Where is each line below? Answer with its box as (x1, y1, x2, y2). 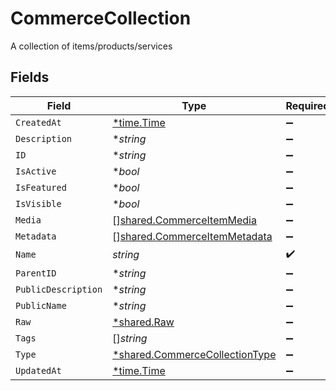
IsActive (15, 165, 57, 177)
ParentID (15, 267, 57, 279)
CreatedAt (15, 117, 62, 128)
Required (285, 98, 330, 112)
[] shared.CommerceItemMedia (112, 213, 257, 227)
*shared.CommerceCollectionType (112, 347, 277, 361)
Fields (10, 69, 50, 86)
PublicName (15, 300, 67, 311)
